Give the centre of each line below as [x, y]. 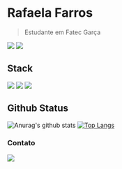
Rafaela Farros [50, 13]
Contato [21, 143]
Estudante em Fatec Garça [62, 32]
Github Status [38, 109]
